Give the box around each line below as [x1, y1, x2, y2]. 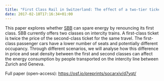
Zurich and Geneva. [5, 61, 45, 67]
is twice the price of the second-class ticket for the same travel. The [5, 35, 143, 41]
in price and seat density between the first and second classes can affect [5, 50, 153, 56]
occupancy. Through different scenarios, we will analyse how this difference [5, 46, 159, 51]
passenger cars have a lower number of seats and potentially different [16, 40, 158, 46]
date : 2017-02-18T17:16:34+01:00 [5, 12, 73, 16]
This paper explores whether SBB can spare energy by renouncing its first [5, 25, 154, 31]
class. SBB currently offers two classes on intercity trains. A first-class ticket [5, 30, 159, 36]
